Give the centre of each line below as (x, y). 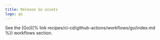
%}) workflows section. (29, 33)
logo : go (14, 14)
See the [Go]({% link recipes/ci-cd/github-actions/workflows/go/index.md (80, 27)
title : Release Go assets (31, 9)
